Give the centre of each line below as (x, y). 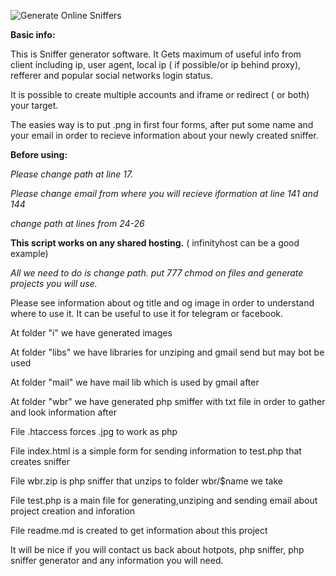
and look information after (63, 412)
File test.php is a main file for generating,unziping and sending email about (164, 500)
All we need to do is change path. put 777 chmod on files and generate (157, 273)
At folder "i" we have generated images (91, 333)
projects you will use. (54, 283)
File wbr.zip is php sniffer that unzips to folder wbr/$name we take (146, 481)
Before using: (39, 154)
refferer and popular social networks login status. (111, 75)
